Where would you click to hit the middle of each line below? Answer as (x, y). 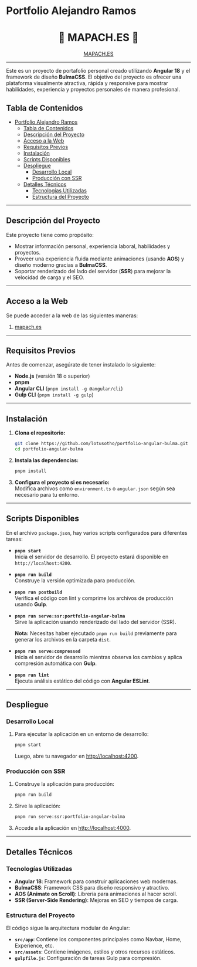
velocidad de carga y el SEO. (49, 277)
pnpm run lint (32, 675)
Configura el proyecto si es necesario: (62, 482)
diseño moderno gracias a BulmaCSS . (61, 264)
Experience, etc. (34, 946)
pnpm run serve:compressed (47, 651)
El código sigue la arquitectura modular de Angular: (68, 928)
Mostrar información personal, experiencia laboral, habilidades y (92, 246)
